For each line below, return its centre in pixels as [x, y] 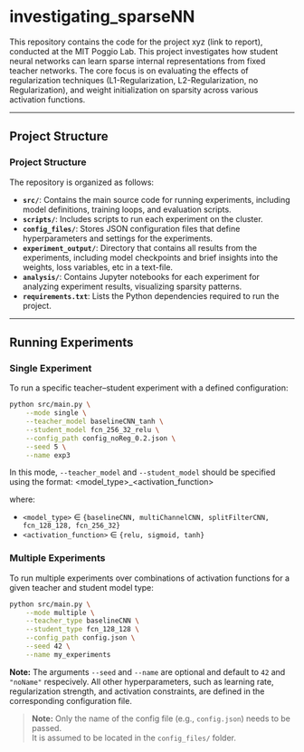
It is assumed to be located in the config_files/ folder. [134, 738]
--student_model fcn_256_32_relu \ [93, 429]
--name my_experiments [68, 654]
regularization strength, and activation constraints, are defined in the [137, 691]
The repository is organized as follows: [82, 182]
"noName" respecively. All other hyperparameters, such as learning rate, [142, 681]
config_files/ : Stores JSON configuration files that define [131, 228]
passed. [46, 728]
